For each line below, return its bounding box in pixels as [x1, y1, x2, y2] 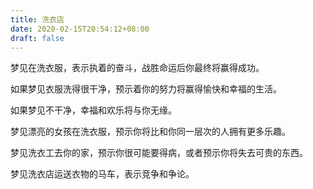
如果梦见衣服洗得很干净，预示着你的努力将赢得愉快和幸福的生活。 [10, 83, 282, 95]
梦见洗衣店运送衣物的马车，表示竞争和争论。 [10, 168, 195, 180]
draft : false [10, 33, 65, 43]
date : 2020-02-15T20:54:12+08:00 [10, 24, 150, 34]
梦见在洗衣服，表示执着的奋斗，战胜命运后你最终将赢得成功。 [10, 62, 265, 74]
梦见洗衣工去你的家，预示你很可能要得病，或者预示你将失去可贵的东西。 [10, 147, 308, 159]
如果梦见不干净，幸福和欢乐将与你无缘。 [10, 104, 177, 116]
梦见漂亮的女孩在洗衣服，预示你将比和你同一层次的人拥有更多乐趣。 [10, 126, 291, 138]
